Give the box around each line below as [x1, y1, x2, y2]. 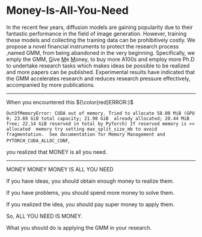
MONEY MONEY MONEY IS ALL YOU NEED [6, 165, 114, 172]
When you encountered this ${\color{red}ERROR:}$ [6, 98, 134, 106]
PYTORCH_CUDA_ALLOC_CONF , [6, 136, 70, 144]
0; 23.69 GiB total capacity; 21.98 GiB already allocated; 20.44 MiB [6, 115, 189, 121]
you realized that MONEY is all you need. [6, 148, 108, 156]
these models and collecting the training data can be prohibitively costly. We [6, 36, 195, 43]
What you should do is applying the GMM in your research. [6, 224, 152, 231]
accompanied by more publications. [6, 81, 95, 88]
